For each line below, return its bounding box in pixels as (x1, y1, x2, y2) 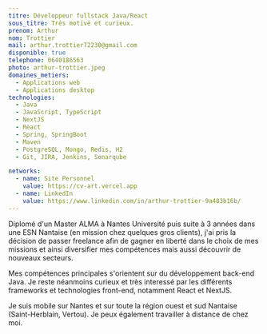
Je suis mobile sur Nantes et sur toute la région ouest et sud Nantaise (8, 300, 237, 310)
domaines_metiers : (8, 71, 70, 79)
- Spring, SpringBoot (15, 130, 88, 138)
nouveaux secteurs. (8, 252, 74, 262)
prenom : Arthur (8, 26, 59, 34)
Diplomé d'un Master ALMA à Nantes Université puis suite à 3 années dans (8, 219, 256, 229)
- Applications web (15, 78, 81, 86)
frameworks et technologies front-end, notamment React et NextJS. (8, 285, 233, 295)
